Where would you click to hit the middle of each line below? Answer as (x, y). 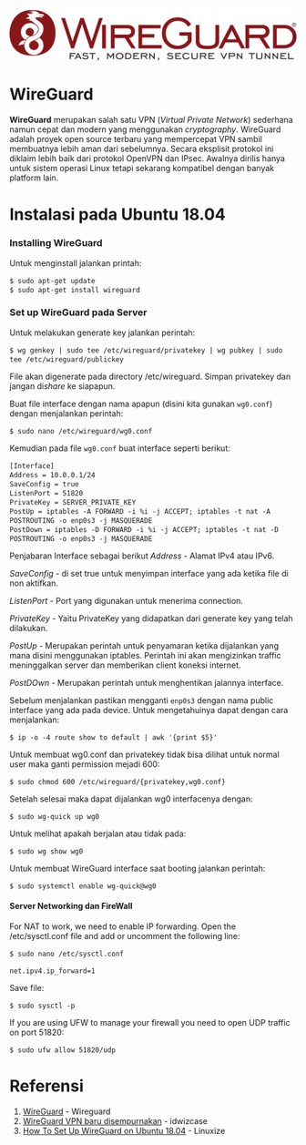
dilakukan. (29, 628)
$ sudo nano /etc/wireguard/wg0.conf (81, 431)
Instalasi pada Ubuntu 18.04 (117, 215)
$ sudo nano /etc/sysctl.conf (67, 954)
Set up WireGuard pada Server (78, 312)
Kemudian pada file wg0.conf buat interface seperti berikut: (120, 448)
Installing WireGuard (56, 243)
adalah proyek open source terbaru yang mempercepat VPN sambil (136, 139)
